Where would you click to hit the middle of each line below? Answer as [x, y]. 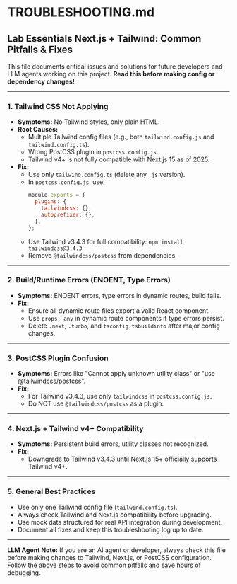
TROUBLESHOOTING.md [81, 12]
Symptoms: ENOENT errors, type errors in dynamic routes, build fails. [119, 295]
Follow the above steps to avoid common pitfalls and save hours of [104, 565]
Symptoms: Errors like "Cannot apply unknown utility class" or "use [116, 374]
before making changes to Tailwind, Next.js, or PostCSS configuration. [110, 557]
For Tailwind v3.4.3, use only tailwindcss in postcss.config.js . [120, 396]
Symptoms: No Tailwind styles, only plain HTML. [89, 122]
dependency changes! [41, 81]
